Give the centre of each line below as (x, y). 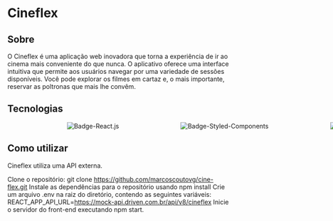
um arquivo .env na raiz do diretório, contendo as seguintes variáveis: (110, 194)
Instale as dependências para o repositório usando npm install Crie (127, 187)
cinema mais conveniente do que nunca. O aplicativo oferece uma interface (118, 64)
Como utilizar (38, 148)
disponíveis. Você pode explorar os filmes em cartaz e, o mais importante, (116, 79)
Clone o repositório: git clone (50, 179)
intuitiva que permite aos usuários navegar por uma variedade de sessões (116, 71)
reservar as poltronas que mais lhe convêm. (72, 86)
